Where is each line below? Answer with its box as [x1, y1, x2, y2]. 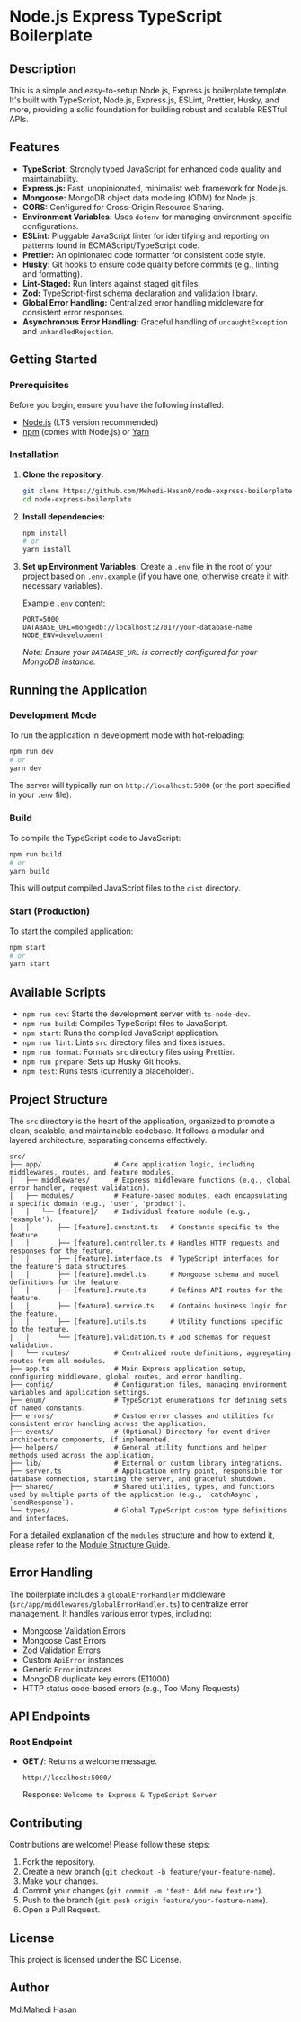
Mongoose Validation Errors [22, 1625, 126, 1636]
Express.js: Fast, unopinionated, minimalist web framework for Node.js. [22, 182, 288, 193]
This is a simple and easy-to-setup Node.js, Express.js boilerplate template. [9, 85, 289, 95]
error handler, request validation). [9, 1184, 151, 1193]
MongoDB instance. [22, 656, 96, 667]
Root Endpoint [9, 1736, 73, 1749]
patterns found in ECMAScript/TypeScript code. [22, 240, 200, 251]
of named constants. [9, 1404, 87, 1413]
